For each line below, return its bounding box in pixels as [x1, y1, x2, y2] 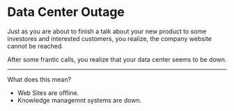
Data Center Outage [7, 4, 125, 20]
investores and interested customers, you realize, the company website [7, 34, 212, 42]
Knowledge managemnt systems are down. [17, 96, 142, 104]
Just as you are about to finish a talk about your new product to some [7, 27, 207, 35]
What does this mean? [7, 75, 72, 83]
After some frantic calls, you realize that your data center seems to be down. [7, 55, 227, 63]
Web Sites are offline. [17, 88, 79, 97]
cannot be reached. [7, 42, 64, 50]
